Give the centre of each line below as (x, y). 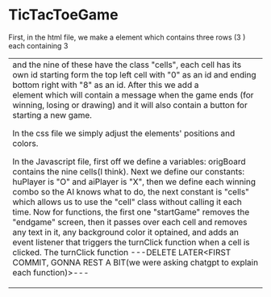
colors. (25, 143)
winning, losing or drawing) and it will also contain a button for (130, 105)
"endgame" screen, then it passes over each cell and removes (130, 222)
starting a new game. (52, 115)
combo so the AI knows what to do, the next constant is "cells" (131, 191)
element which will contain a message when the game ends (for (133, 94)
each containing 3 (38, 45)
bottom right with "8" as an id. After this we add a (106, 85)
